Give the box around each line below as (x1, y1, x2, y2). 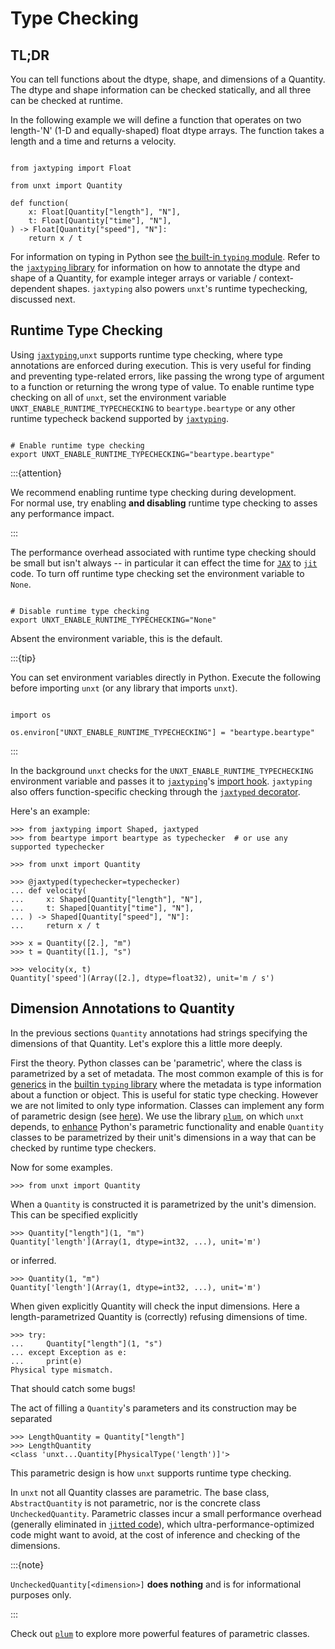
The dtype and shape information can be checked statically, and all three (10, 84, 312, 96)
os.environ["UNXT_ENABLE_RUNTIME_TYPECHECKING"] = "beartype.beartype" (10, 727, 315, 737)
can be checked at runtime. (10, 95, 123, 106)
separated (10, 1412, 53, 1424)
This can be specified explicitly (10, 1208, 138, 1221)
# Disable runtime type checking (10, 606, 150, 616)
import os (10, 710, 52, 720)
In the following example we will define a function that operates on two (10, 114, 302, 126)
